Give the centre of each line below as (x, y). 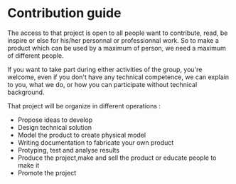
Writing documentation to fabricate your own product (96, 142)
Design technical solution (55, 127)
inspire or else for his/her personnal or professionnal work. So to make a (113, 40)
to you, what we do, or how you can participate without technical (102, 84)
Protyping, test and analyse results (68, 150)
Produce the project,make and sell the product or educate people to (117, 158)
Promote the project (47, 173)
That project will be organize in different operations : (84, 106)
